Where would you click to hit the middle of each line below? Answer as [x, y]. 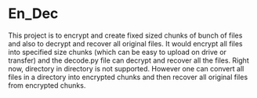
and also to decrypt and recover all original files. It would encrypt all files [125, 43]
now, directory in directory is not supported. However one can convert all [126, 68]
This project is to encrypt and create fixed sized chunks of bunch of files [125, 35]
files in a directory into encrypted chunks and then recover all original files [128, 77]
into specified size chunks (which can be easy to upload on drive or [118, 52]
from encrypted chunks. [47, 85]
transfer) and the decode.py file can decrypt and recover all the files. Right [128, 60]
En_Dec [33, 14]
